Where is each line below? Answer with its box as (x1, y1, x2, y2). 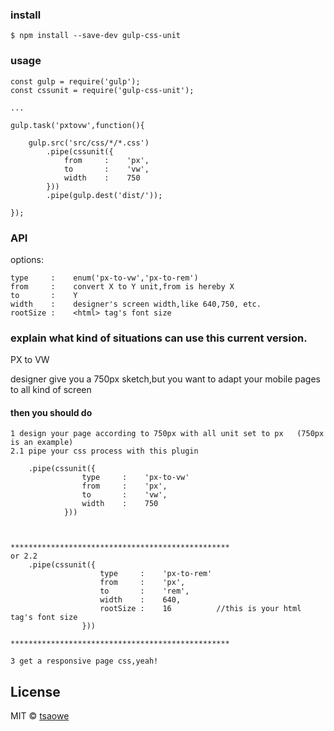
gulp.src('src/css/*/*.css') (28, 138, 150, 148)
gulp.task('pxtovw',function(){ (10, 120, 145, 130)
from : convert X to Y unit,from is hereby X (10, 281, 235, 292)
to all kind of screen (10, 384, 92, 396)
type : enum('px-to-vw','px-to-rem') (10, 273, 199, 283)
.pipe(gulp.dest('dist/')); (46, 190, 163, 200)
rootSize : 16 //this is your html (99, 604, 302, 614)
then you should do (10, 406, 93, 418)
